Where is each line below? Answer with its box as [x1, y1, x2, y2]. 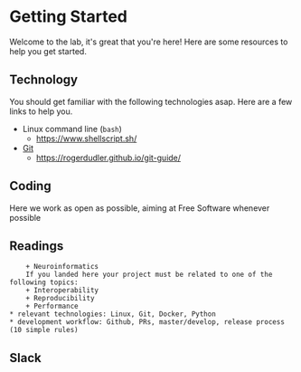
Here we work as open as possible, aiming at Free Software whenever [9, 202, 270, 214]
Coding [9, 178, 52, 194]
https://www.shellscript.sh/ [35, 133, 137, 144]
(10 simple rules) [9, 326, 79, 335]
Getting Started [9, 6, 128, 27]
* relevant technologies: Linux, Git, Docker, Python [9, 310, 217, 319]
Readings [9, 238, 64, 253]
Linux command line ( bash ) [22, 123, 122, 134]
